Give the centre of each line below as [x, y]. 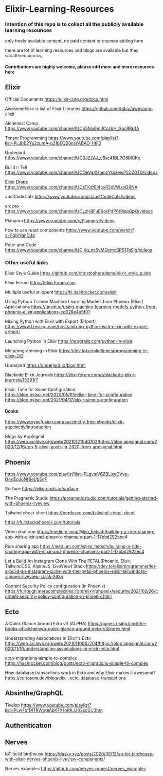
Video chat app [20, 532]
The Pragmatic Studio [27, 498]
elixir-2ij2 [14, 356]
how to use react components [35, 230]
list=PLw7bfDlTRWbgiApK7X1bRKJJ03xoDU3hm [54, 710]
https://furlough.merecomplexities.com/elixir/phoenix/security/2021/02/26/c [81, 591]
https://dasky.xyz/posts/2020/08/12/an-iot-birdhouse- [99, 754]
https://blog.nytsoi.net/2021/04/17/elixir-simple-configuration [66, 400]
